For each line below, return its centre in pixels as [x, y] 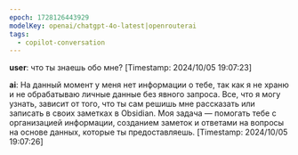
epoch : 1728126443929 [49, 17]
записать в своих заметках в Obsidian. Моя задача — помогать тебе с [143, 113]
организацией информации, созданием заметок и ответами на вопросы [147, 123]
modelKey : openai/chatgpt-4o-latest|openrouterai [103, 26]
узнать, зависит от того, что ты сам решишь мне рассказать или [132, 104]
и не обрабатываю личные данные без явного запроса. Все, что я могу [145, 94]
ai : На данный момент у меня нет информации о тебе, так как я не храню [149, 85]
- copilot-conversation [61, 42]
